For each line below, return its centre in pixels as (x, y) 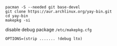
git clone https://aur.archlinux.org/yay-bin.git (59, 11)
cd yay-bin (17, 16)
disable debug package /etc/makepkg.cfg (49, 29)
